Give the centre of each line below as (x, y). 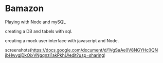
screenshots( (18, 50)
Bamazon (24, 8)
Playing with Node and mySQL (36, 22)
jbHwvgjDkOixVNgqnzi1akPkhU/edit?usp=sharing (55, 55)
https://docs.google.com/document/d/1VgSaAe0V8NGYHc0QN (95, 50)
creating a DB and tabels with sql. (39, 31)
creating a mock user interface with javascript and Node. (62, 40)
